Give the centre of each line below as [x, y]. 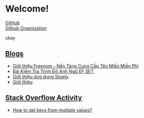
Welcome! [27, 9]
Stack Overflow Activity [44, 98]
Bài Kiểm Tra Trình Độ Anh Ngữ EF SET [53, 71]
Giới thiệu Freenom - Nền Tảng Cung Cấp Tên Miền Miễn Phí [76, 66]
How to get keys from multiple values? [52, 110]
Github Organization [26, 28]
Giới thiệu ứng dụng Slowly [41, 77]
